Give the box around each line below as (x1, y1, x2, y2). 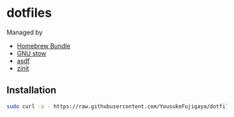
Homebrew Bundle (16, 41, 71, 50)
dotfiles (6, 5, 52, 21)
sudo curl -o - (6, 103, 51, 110)
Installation (6, 84, 57, 96)
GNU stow (16, 49, 47, 57)
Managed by (6, 28, 43, 36)
